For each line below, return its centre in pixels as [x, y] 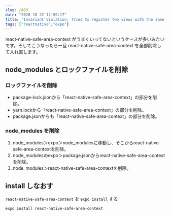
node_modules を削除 [32, 131]
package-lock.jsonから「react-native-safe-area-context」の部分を [82, 97]
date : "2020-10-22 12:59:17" [36, 15]
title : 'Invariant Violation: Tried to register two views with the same [85, 19]
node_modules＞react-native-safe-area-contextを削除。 [72, 168]
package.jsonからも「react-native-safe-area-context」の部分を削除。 [86, 116]
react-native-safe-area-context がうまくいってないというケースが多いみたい [85, 39]
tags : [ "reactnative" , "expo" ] [37, 24]
